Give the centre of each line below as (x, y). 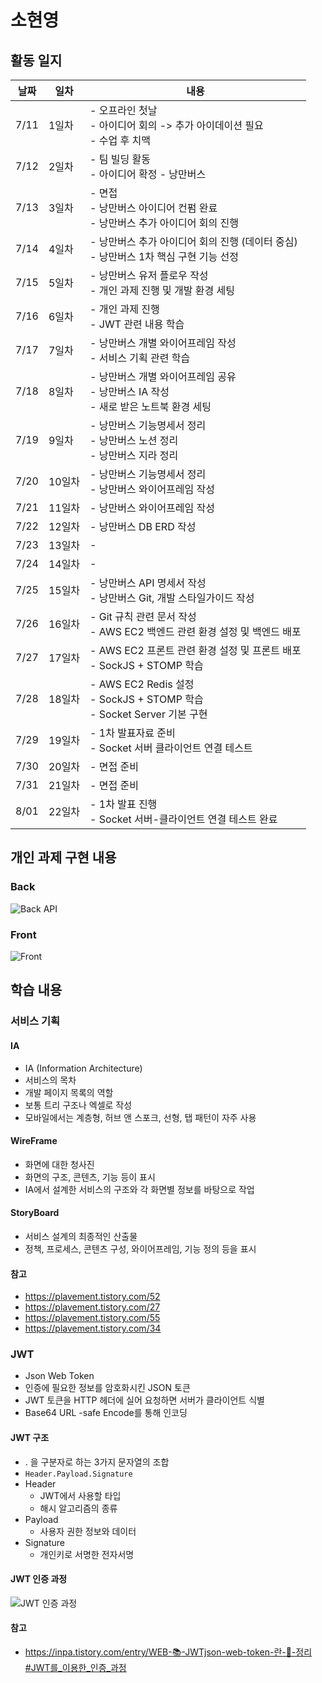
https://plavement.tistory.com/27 (92, 1307)
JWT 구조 (30, 1437)
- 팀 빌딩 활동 (120, 159)
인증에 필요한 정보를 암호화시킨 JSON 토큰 (107, 1388)
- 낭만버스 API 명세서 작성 (148, 583)
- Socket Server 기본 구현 (148, 714)
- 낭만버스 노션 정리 (134, 440)
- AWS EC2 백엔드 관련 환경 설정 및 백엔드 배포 (195, 631)
